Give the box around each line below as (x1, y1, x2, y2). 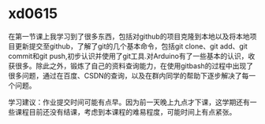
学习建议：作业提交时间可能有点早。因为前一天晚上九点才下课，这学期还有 (8, 97, 250, 107)
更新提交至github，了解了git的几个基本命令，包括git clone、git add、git (14, 41, 248, 51)
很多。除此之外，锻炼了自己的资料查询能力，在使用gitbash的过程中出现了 (14, 60, 254, 71)
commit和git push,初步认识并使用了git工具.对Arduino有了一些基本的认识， (8, 51, 248, 60)
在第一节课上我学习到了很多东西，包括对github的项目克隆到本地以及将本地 (8, 31, 250, 41)
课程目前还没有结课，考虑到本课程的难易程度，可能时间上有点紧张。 (14, 107, 237, 116)
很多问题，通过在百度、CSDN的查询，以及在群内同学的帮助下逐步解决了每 (8, 71, 249, 80)
